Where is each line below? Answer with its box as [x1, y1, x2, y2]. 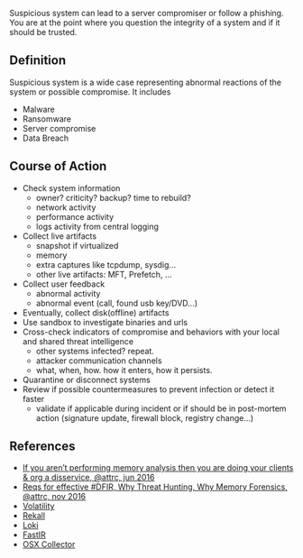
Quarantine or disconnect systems [22, 374, 151, 385]
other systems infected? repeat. [35, 345, 155, 356]
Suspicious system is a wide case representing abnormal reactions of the [9, 77, 282, 87]
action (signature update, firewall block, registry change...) [35, 412, 254, 423]
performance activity [35, 211, 115, 222]
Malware [22, 104, 56, 114]
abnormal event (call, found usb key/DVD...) [35, 297, 198, 308]
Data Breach [22, 133, 69, 143]
